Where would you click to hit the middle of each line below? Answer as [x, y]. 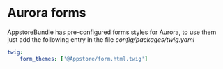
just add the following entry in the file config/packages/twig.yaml [101, 39]
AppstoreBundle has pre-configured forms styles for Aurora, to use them [112, 32]
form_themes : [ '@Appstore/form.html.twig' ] [84, 59]
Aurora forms [47, 13]
